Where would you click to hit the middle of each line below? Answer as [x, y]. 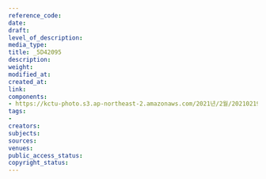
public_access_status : [46, 155]
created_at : [28, 82]
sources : [23, 141]
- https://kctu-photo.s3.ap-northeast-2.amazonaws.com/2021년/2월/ [120, 104]
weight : [21, 67]
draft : [19, 30]
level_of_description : [46, 38]
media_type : [28, 45]
